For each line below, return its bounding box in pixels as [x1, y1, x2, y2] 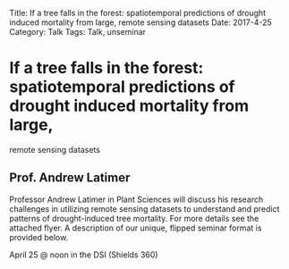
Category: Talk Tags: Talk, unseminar [9, 27, 146, 37]
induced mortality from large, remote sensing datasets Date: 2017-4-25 [9, 17, 272, 28]
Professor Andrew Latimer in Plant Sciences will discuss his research [9, 194, 264, 205]
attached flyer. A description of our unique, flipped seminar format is [9, 223, 262, 233]
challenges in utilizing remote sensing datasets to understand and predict [9, 203, 280, 214]
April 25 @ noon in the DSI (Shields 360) [9, 249, 158, 260]
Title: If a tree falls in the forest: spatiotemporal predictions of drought [9, 8, 267, 18]
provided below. [9, 231, 69, 242]
